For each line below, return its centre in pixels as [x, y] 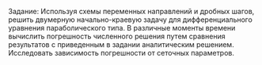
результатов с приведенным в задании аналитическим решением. [122, 45]
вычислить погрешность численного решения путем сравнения [117, 36]
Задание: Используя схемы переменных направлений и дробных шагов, [131, 11]
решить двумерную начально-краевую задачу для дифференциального [131, 20]
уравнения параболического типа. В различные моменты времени [122, 28]
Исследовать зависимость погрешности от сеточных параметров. [122, 53]
